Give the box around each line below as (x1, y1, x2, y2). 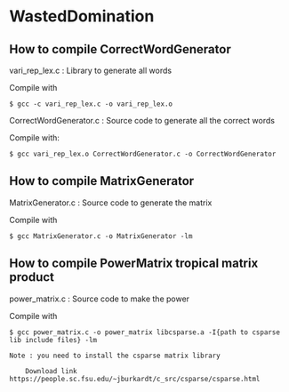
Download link (25, 366, 77, 375)
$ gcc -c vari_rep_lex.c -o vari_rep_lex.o (9, 100, 173, 108)
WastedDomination (9, 6, 155, 27)
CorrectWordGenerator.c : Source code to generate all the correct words (9, 116, 276, 125)
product (9, 269, 55, 285)
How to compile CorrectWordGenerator (9, 42, 231, 57)
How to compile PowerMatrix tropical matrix (9, 256, 259, 271)
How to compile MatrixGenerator (9, 173, 195, 188)
